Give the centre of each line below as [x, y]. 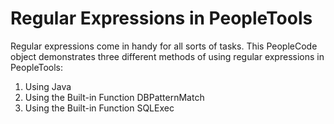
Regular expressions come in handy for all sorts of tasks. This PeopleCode [164, 46]
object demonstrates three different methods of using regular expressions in [167, 56]
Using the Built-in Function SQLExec [99, 108]
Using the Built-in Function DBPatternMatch [114, 97]
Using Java [48, 86]
